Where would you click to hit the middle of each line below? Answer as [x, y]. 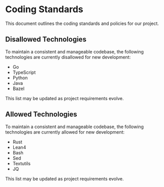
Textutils [22, 163]
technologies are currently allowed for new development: [65, 132]
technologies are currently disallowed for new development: [68, 57]
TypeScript [24, 72]
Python [20, 78]
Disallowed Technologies [46, 39]
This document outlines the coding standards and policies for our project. [82, 23]
